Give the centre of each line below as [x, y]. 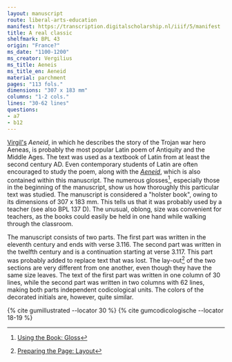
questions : [23, 110]
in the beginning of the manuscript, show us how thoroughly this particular [113, 188]
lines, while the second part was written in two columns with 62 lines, [106, 282]
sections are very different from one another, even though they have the [109, 268]
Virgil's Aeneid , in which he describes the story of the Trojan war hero [106, 142]
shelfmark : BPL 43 [33, 39]
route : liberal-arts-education [52, 20]
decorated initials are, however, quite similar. [70, 296]
